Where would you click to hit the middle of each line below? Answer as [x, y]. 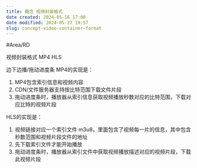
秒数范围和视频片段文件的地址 [51, 137]
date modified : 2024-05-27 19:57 [47, 22]
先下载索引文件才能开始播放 [49, 144]
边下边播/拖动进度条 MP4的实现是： [50, 70]
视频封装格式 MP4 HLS [34, 57]
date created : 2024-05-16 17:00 [46, 17]
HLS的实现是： [24, 117]
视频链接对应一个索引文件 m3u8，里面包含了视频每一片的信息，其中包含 [103, 130]
